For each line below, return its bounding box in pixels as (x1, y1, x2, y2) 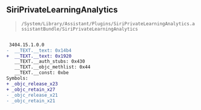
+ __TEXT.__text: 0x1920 (6, 53, 71, 59)
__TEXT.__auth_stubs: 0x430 (14, 58, 85, 65)
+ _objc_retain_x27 (6, 87, 56, 93)
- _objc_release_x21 (6, 92, 59, 98)
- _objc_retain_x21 (6, 97, 56, 104)
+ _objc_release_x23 (6, 81, 59, 87)
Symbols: (6, 75, 28, 82)
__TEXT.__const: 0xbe (14, 70, 69, 76)
